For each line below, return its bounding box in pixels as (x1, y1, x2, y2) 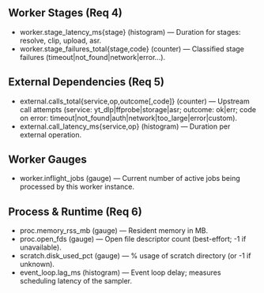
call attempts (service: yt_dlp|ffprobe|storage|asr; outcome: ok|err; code (19, 104, 257, 114)
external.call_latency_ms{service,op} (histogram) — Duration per (19, 122, 231, 131)
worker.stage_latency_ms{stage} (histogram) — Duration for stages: (19, 27, 241, 36)
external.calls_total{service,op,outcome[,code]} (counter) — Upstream (19, 96, 251, 106)
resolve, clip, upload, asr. (19, 36, 102, 45)
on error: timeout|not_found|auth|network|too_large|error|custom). (19, 113, 238, 122)
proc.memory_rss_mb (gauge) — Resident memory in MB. (19, 226, 209, 235)
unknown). (19, 260, 55, 269)
